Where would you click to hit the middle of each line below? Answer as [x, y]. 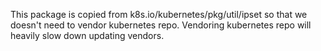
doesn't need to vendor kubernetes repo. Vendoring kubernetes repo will [161, 25]
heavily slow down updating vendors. [87, 35]
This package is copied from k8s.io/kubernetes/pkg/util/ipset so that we [159, 14]
